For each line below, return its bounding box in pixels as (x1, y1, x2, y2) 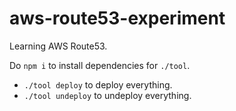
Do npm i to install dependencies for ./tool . (9, 59, 191, 71)
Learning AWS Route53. (9, 40, 108, 52)
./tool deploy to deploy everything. (23, 78, 173, 91)
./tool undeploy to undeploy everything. (23, 89, 192, 101)
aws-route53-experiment (9, 7, 226, 30)
